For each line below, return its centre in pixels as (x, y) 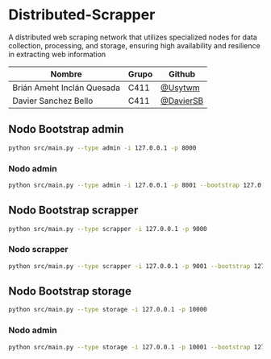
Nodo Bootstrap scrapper (73, 210)
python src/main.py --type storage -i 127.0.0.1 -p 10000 (108, 310)
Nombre (66, 74)
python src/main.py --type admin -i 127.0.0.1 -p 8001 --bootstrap (124, 185)
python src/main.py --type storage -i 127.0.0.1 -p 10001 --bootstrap (129, 347)
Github (182, 74)
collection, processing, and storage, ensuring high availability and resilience (134, 45)
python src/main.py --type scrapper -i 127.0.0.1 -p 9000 (108, 229)
